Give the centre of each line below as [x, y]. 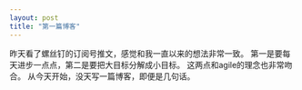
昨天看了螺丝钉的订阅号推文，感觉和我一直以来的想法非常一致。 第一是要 [146, 53]
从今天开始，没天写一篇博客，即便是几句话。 [111, 76]
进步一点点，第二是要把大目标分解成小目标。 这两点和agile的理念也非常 [151, 65]
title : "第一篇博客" [45, 26]
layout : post [34, 18]
